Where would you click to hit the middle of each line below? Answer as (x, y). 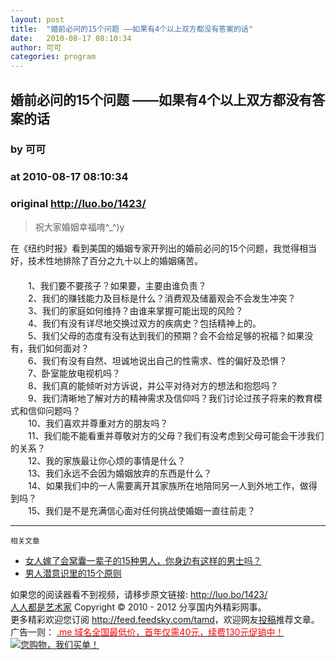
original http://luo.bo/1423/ (78, 204)
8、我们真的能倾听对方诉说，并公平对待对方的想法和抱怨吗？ (153, 385)
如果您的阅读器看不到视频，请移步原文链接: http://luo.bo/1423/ (139, 594)
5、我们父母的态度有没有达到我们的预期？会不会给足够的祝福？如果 (166, 335)
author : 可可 (36, 47)
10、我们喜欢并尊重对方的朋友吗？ (98, 423)
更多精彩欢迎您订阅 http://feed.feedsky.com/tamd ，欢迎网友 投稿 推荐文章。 (165, 619)
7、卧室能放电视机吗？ (74, 373)
